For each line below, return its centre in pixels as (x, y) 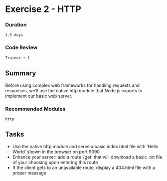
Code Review (21, 47)
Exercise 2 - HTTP (43, 9)
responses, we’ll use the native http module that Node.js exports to (74, 90)
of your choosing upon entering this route (55, 162)
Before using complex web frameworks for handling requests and (72, 85)
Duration (16, 25)
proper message (29, 173)
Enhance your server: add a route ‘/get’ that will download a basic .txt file (87, 157)
